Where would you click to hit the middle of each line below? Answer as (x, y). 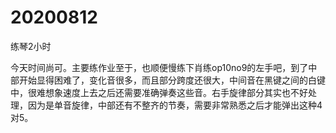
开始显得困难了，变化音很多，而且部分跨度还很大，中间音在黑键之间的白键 (172, 80)
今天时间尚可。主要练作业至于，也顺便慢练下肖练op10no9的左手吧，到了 (159, 67)
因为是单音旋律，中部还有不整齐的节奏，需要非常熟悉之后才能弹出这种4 (175, 105)
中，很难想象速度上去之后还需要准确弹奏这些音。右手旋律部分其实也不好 (159, 92)
